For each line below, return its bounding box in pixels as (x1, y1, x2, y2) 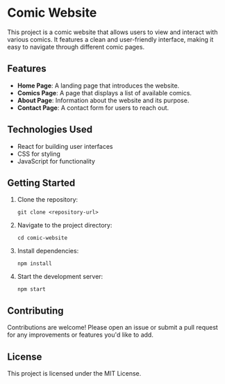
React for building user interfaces (17, 142, 113, 150)
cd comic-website (17, 234, 68, 241)
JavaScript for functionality (17, 157, 96, 165)
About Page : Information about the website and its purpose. (17, 96, 190, 104)
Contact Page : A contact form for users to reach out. (17, 103, 169, 112)
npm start (17, 286, 47, 293)
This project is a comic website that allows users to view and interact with (7, 28, 218, 36)
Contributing (7, 305, 64, 317)
